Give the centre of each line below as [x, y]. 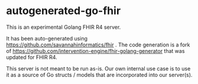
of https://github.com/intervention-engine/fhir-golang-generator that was [95, 51]
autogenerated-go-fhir [64, 11]
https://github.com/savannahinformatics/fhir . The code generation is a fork [98, 45]
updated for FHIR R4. [32, 57]
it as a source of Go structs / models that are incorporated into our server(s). [99, 75]
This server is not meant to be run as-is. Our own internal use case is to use [98, 68]
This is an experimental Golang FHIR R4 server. [64, 27]
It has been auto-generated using [47, 38]
